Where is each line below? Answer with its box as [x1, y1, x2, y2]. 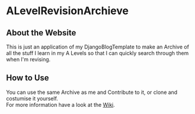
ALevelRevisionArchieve [6, 4, 129, 18]
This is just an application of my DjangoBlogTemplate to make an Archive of [6, 43, 190, 50]
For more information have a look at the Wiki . [6, 101, 115, 108]
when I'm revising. [6, 56, 51, 63]
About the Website [6, 28, 77, 38]
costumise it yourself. [6, 95, 58, 102]
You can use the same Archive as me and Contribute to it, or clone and [6, 89, 178, 96]
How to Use [6, 73, 49, 83]
